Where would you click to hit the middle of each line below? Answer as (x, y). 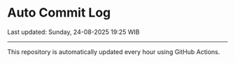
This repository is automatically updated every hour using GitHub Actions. (114, 52)
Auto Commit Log (59, 13)
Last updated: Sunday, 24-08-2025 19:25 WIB (73, 32)
